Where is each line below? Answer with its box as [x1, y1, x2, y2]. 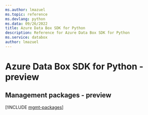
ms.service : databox [5, 35, 48, 40]
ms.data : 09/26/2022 [5, 21, 48, 26]
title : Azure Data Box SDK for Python [5, 26, 85, 31]
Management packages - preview [5, 91, 112, 100]
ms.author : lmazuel [5, 7, 46, 12]
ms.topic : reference [5, 12, 48, 17]
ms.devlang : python [5, 16, 46, 21]
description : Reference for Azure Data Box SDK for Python [5, 30, 130, 35]
